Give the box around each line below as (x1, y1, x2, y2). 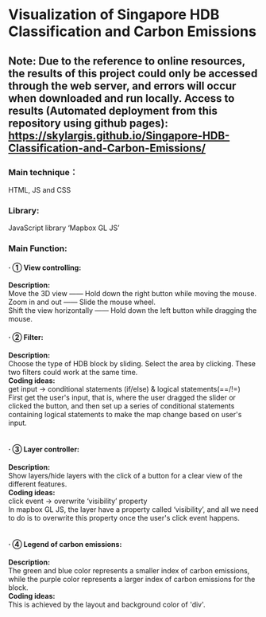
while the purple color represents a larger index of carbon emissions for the (8, 574, 256, 584)
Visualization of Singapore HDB (8, 6, 220, 24)
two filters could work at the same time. (8, 367, 138, 377)
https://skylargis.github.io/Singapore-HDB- (8, 129, 230, 143)
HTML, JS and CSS (8, 185, 71, 194)
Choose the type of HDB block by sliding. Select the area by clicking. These (8, 358, 256, 368)
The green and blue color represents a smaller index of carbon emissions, (8, 565, 250, 575)
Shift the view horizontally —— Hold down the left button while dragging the (8, 306, 257, 315)
